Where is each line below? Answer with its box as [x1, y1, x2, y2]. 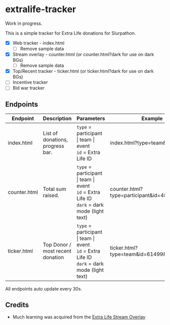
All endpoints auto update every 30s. [5, 286, 82, 292]
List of [42, 130, 58, 137]
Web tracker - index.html [12, 39, 65, 46]
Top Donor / [42, 241, 72, 249]
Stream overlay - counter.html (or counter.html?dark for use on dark [12, 52, 154, 58]
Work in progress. [5, 20, 42, 26]
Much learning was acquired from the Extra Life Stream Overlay [12, 314, 146, 320]
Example [141, 115, 163, 122]
